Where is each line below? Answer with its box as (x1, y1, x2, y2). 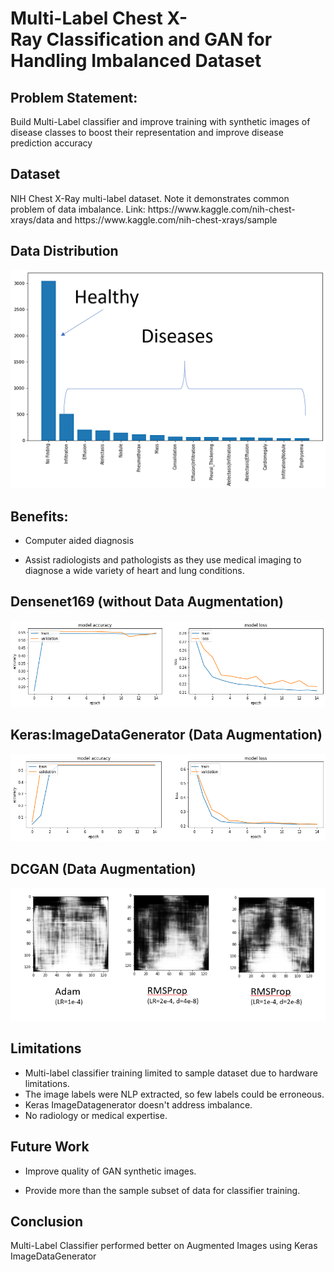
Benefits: (10, 508, 69, 525)
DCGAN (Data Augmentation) (10, 860, 197, 877)
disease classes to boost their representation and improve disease (10, 127, 284, 138)
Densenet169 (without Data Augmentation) (10, 593, 284, 611)
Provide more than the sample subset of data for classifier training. (24, 1184, 301, 1196)
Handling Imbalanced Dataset (10, 50, 262, 72)
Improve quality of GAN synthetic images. (24, 1165, 197, 1177)
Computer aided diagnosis (24, 534, 135, 546)
